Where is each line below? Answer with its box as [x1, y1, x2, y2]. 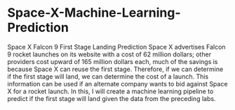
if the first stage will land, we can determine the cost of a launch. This [7, 72, 209, 81]
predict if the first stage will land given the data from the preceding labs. [7, 94, 216, 102]
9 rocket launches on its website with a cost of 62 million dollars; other [7, 50, 212, 58]
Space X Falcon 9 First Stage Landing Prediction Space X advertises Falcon [7, 42, 226, 51]
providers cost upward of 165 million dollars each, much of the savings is [7, 57, 218, 65]
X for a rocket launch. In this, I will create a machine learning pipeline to [7, 87, 214, 95]
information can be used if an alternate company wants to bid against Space [7, 79, 228, 88]
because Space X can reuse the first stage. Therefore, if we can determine [7, 65, 224, 73]
